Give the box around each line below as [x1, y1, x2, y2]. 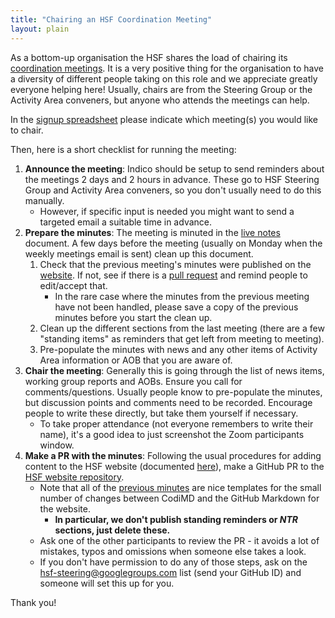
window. [39, 439, 75, 451]
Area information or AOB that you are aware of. [39, 354, 233, 366]
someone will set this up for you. [39, 577, 175, 589]
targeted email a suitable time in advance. [39, 216, 213, 228]
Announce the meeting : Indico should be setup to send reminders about [24, 162, 325, 175]
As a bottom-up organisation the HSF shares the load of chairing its [10, 51, 288, 63]
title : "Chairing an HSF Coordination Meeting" [10, 14, 213, 25]
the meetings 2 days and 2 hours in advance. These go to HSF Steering [24, 173, 320, 185]
